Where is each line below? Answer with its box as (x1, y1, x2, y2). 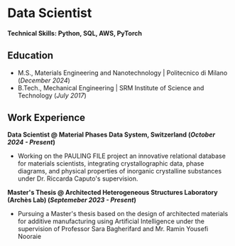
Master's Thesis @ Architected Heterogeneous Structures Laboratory (7, 188, 218, 197)
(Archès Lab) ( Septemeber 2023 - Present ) (7, 196, 136, 204)
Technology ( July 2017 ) (17, 91, 87, 100)
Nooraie (17, 232, 41, 241)
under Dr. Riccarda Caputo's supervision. (17, 174, 138, 183)
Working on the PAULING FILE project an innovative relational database (17, 151, 226, 161)
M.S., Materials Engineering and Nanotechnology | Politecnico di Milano (17, 68, 228, 77)
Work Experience (7, 112, 86, 124)
